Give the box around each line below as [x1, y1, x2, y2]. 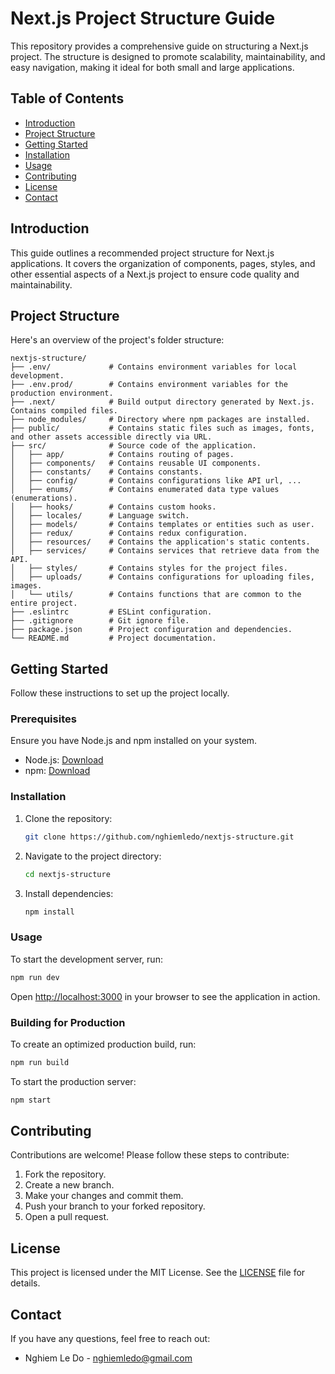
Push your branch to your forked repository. [24, 1200, 206, 1212]
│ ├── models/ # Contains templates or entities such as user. [10, 520, 315, 530]
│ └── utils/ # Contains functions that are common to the [10, 590, 302, 600]
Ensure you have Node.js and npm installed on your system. [10, 735, 258, 747]
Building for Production [10, 1015, 126, 1029]
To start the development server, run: [10, 953, 163, 965]
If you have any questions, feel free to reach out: [10, 1333, 211, 1345]
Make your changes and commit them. [24, 1190, 184, 1202]
